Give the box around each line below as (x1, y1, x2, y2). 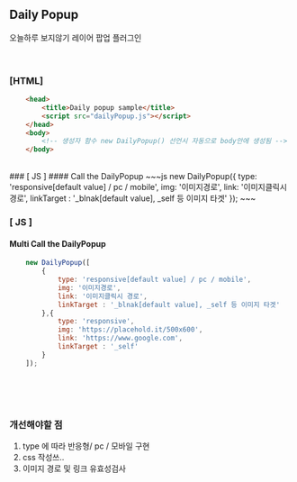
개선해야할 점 (9, 418, 63, 431)
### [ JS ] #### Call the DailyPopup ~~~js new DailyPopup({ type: (9, 171, 258, 182)
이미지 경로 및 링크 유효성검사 (22, 463, 126, 474)
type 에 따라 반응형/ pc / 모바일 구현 (22, 441, 150, 451)
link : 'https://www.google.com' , (57, 333, 183, 343)
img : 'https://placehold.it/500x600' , (57, 325, 203, 334)
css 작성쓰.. (22, 452, 65, 463)
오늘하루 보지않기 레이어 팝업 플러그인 (9, 32, 142, 43)
